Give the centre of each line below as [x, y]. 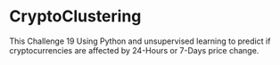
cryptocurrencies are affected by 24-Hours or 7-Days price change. [134, 50]
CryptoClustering [75, 16]
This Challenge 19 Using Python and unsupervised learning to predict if [140, 41]
